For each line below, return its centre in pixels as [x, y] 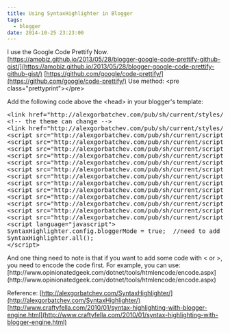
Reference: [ [25, 293]
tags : [15, 20]
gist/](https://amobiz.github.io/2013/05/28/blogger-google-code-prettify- [111, 66]
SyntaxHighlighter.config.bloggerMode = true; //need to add [114, 231]
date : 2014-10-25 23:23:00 [46, 33]
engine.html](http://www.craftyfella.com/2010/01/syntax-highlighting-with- [113, 315]
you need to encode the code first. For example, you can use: [94, 265]
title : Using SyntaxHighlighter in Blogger [70, 13]
